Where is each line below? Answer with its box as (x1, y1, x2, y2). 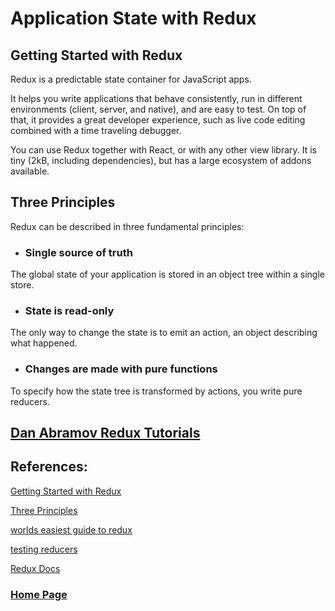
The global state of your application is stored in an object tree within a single (10, 268, 326, 281)
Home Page (10, 587, 68, 601)
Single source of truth (24, 245, 133, 259)
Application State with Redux (10, 7, 257, 30)
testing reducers (10, 543, 78, 555)
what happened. (10, 337, 78, 349)
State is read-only (24, 304, 115, 318)
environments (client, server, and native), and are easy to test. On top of (10, 103, 307, 115)
